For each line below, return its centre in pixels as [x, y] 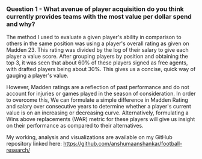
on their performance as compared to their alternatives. [75, 126]
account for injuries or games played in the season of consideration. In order [101, 94]
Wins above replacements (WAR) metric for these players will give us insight [101, 119]
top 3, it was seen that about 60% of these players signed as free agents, [97, 63]
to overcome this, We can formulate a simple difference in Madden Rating [97, 100]
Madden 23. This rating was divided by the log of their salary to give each [98, 50]
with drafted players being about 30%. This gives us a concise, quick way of [101, 69]
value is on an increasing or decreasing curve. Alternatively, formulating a [97, 113]
